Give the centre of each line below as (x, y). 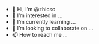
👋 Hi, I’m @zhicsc (34, 9)
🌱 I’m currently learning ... (44, 22)
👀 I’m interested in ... (37, 15)
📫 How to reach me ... (40, 35)
